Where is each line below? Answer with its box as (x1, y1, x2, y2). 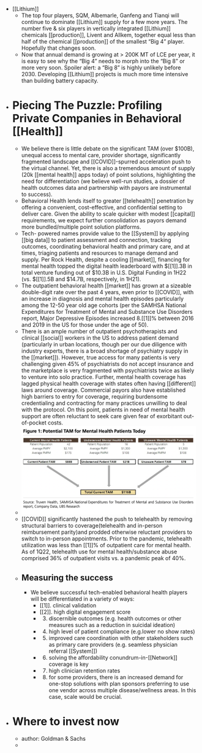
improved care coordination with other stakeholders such (48, 634, 193, 642)
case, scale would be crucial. (48, 693, 122, 701)
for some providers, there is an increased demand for (48, 674, 184, 681)
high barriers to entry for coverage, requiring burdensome (21, 392, 168, 400)
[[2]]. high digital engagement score (39, 608, 131, 616)
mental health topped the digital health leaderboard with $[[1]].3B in (21, 262, 193, 270)
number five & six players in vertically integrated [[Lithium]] (21, 25, 171, 32)
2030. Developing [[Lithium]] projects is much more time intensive (21, 71, 189, 77)
